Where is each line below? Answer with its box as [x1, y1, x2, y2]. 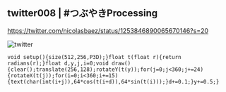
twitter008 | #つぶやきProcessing [7, 7, 157, 20]
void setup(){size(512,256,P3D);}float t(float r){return [7, 53, 182, 60]
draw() [112, 60, 131, 67]
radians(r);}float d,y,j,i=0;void [7, 60, 109, 67]
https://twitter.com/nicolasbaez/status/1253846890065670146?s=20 [7, 26, 209, 34]
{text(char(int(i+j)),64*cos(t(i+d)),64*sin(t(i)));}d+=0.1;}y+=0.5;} [7, 78, 220, 85]
